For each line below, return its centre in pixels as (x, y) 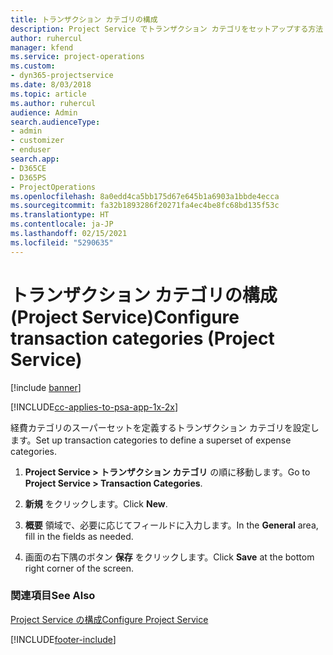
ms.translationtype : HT (60, 215)
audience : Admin (44, 112)
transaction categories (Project (142, 338)
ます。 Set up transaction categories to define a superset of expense (151, 440)
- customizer (37, 141)
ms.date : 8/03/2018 (51, 85)
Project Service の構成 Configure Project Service (109, 619)
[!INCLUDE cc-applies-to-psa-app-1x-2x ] (94, 407)
